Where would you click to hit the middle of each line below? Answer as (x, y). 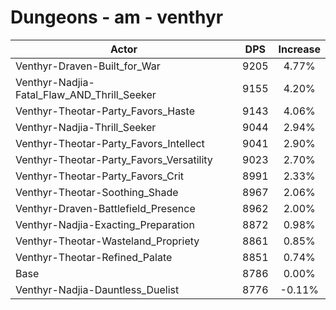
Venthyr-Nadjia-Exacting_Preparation (105, 224)
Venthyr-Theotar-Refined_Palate (94, 257)
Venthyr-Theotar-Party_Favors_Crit (100, 176)
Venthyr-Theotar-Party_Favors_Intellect (110, 143)
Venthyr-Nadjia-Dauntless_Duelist (97, 289)
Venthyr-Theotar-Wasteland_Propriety (107, 241)
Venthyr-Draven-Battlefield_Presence (105, 208)
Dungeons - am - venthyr (117, 17)
